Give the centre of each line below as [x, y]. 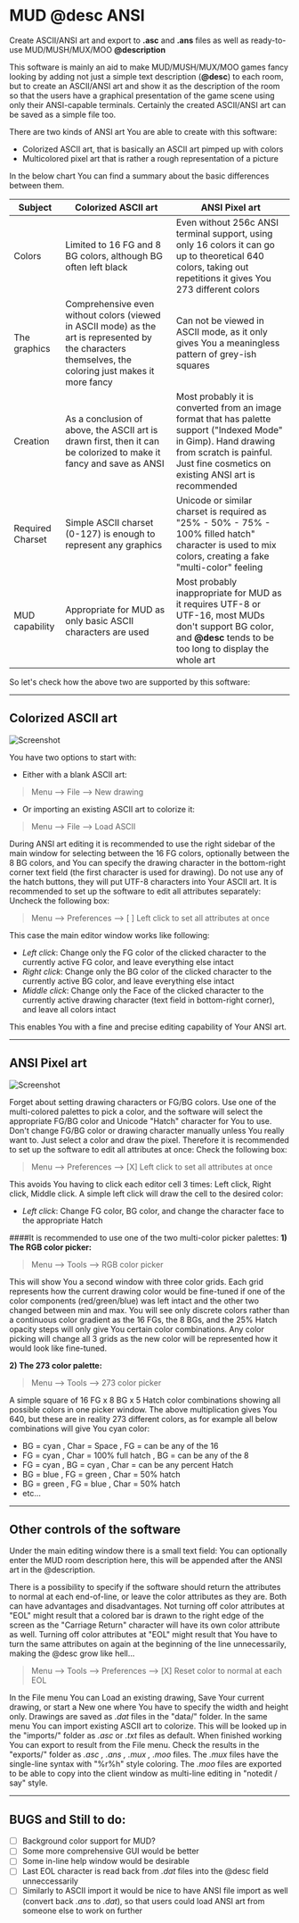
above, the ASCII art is [112, 429]
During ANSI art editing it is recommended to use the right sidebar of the [142, 844]
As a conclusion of [104, 419]
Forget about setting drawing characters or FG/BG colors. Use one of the [143, 1102]
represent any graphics [114, 545]
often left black [97, 267]
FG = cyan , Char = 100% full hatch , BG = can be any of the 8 [135, 1455]
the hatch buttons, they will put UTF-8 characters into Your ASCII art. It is [143, 881]
